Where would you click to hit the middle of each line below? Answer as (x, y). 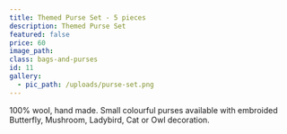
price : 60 (28, 43)
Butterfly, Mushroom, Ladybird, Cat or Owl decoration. (110, 120)
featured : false (39, 34)
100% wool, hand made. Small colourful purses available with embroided (143, 110)
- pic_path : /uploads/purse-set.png (86, 85)
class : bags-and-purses (54, 59)
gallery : (26, 76)
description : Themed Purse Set (68, 26)
